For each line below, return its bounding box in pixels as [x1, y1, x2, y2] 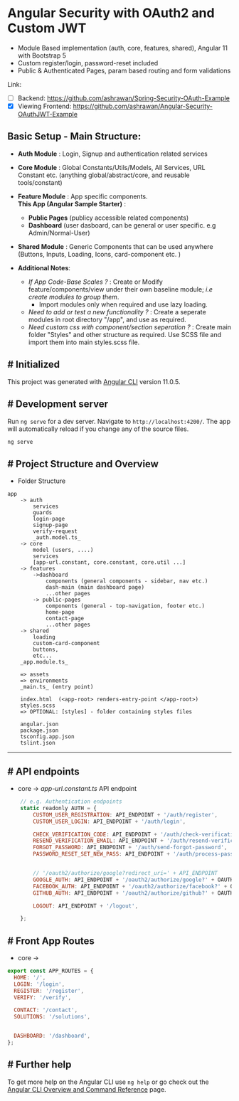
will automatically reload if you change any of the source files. [7, 425, 189, 433]
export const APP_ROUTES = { [7, 967, 94, 975]
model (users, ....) [33, 546, 94, 554]
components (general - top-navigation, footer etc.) [45, 602, 205, 610]
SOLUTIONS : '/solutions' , [14, 1014, 91, 1021]
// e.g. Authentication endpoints [20, 798, 122, 805]
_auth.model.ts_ [33, 534, 81, 541]
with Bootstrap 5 [17, 51, 66, 60]
